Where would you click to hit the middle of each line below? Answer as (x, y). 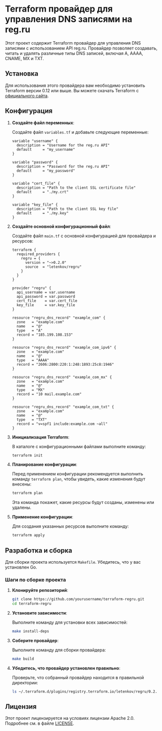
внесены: (22, 484)
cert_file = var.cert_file (47, 301)
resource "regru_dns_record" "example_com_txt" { (63, 407)
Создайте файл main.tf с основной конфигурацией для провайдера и (84, 236)
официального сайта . (27, 96)
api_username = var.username (46, 292)
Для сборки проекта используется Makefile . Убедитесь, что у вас (73, 562)
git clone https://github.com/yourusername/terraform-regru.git (78, 599)
